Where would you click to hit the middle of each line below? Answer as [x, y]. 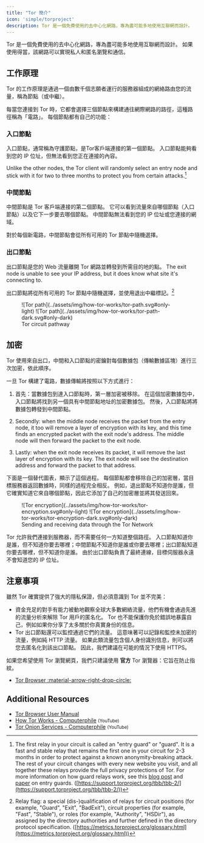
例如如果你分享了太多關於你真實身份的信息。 [82, 625]
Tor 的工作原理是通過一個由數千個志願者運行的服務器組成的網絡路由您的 [96, 89]
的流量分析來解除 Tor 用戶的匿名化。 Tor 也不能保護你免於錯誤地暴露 [101, 617]
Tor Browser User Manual [47, 714]
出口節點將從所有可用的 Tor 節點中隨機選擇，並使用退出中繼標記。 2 [90, 292]
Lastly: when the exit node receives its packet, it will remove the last [100, 452]
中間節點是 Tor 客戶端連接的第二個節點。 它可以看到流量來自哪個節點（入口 [100, 207]
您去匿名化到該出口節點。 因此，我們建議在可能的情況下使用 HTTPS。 [103, 647]
